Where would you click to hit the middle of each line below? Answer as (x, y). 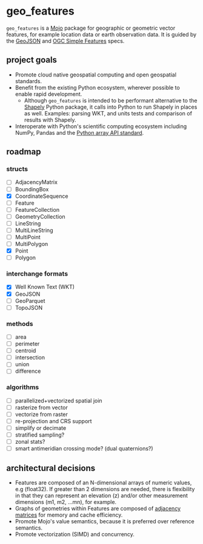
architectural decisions (51, 468)
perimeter (27, 344)
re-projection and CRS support (53, 421)
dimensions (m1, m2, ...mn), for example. (66, 502)
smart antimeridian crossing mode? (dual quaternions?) (84, 449)
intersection (30, 358)
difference (28, 371)
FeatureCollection (37, 209)
